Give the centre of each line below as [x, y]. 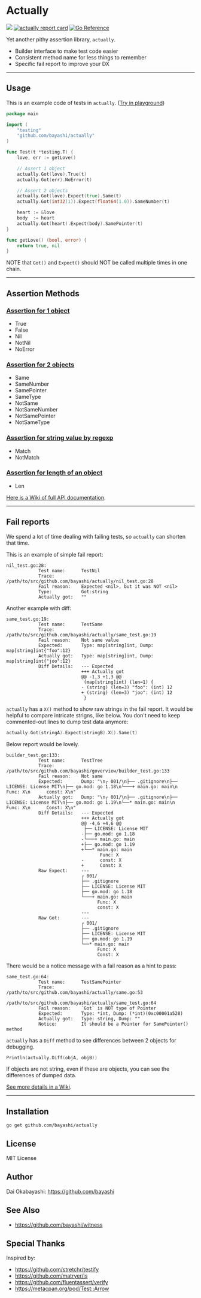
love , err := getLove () [47, 158]
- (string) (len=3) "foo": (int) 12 [127, 687]
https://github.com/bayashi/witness [59, 1225]
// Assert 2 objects [42, 190]
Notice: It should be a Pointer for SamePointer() [113, 1024]
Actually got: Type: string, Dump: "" [89, 1018]
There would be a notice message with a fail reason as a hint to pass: [92, 966]
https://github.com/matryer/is [51, 1276]
